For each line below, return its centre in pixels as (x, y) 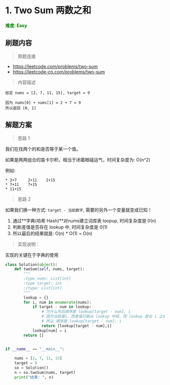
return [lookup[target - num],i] (77, 326)
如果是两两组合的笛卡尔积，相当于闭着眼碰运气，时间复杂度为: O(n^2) (78, 159)
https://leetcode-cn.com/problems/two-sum (59, 72)
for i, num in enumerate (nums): (58, 302)
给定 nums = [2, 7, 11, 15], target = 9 (48, 93)
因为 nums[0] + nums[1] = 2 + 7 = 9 (43, 103)
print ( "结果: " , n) (34, 377)
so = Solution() (32, 368)
